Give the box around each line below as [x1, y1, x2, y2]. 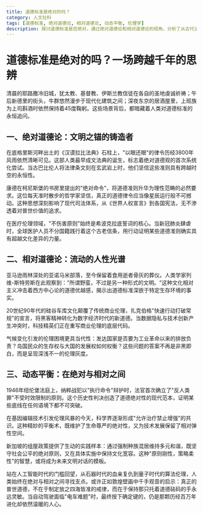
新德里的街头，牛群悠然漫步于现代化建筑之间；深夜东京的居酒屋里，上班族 [11, 97, 197, 104]
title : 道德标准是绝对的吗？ [6, 8, 71, 15]
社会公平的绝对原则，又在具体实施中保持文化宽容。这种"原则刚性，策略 [11, 450, 189, 457]
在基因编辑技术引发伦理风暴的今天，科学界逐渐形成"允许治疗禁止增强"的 [6, 414, 186, 421]
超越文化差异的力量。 [11, 235, 65, 242]
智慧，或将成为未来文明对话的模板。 [19, 457, 110, 465]
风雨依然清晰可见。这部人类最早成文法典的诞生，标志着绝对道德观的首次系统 [6, 156, 197, 164]
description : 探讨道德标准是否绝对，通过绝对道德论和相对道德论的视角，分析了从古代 [6, 25, 195, 32]
